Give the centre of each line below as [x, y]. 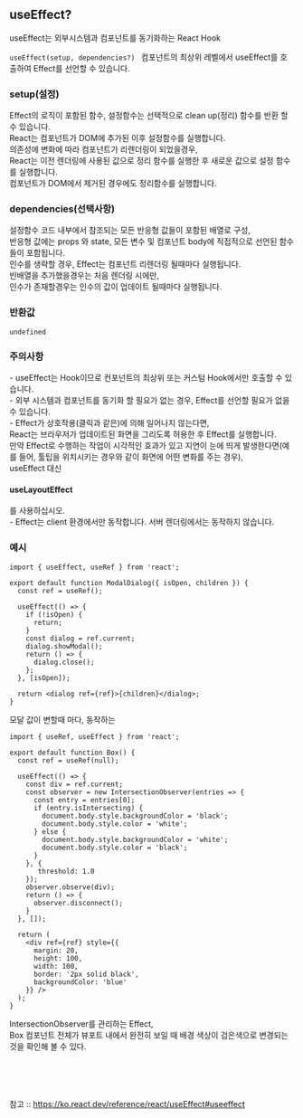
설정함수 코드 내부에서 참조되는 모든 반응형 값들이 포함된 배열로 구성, [130, 231]
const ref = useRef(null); [68, 760]
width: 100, [56, 966]
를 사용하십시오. [38, 511]
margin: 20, [56, 950]
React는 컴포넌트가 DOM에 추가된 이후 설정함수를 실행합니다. [118, 138]
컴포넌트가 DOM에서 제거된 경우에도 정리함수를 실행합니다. [113, 184]
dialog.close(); [64, 662]
